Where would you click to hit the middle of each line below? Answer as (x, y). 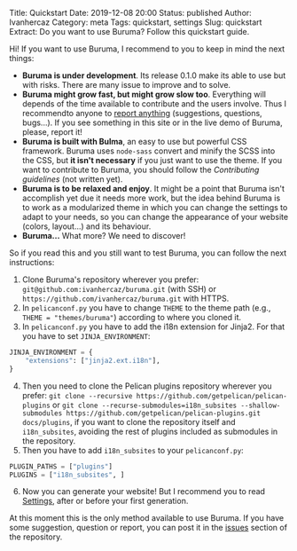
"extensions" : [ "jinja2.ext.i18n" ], (93, 360)
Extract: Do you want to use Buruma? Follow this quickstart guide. (129, 31)
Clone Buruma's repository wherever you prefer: (110, 279)
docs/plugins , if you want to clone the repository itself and (129, 421)
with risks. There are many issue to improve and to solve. (126, 85)
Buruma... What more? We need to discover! (104, 236)
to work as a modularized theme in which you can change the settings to (155, 207)
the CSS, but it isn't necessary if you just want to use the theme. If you (152, 160)
